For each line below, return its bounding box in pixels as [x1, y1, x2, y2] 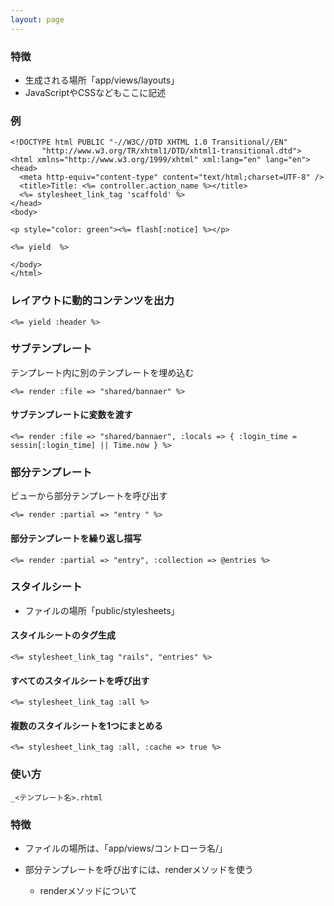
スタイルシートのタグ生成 [10, 629, 116, 641]
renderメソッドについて [39, 885, 138, 897]
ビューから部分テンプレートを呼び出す [10, 490, 168, 502]
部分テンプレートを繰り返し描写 [10, 532, 142, 544]
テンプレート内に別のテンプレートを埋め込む [10, 366, 195, 378]
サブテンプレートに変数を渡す [10, 409, 133, 421]
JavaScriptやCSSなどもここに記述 [24, 86, 167, 98]
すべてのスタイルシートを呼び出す [10, 674, 150, 686]
